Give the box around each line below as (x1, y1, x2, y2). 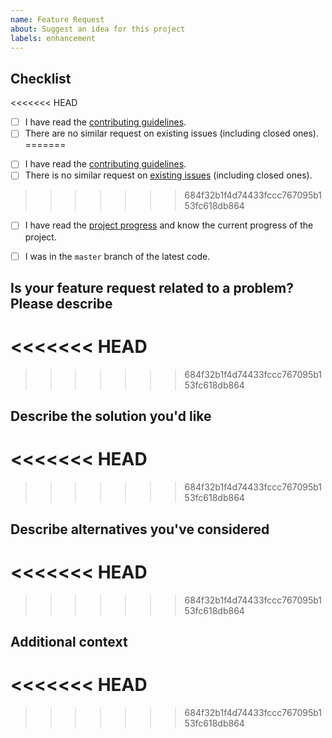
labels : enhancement (10, 33, 97, 43)
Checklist (10, 70, 72, 87)
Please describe (10, 295, 113, 312)
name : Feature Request (10, 14, 105, 25)
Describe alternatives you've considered (10, 521, 270, 538)
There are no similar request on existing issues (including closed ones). (24, 127, 319, 140)
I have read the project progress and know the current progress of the (24, 219, 314, 231)
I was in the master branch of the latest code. (24, 250, 211, 262)
